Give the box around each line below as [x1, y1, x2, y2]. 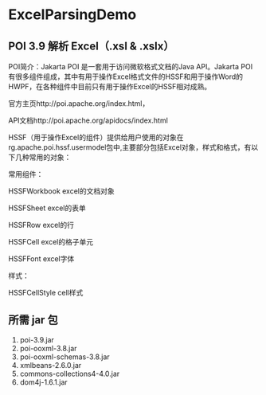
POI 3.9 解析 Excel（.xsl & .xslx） [8, 39, 174, 53]
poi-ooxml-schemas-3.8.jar [19, 352, 110, 362]
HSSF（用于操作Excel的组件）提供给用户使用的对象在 [8, 133, 184, 142]
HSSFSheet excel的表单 [8, 203, 86, 213]
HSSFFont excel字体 [8, 254, 75, 264]
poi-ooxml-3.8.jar [19, 343, 77, 353]
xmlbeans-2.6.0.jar [19, 360, 82, 370]
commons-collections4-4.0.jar [19, 369, 120, 378]
